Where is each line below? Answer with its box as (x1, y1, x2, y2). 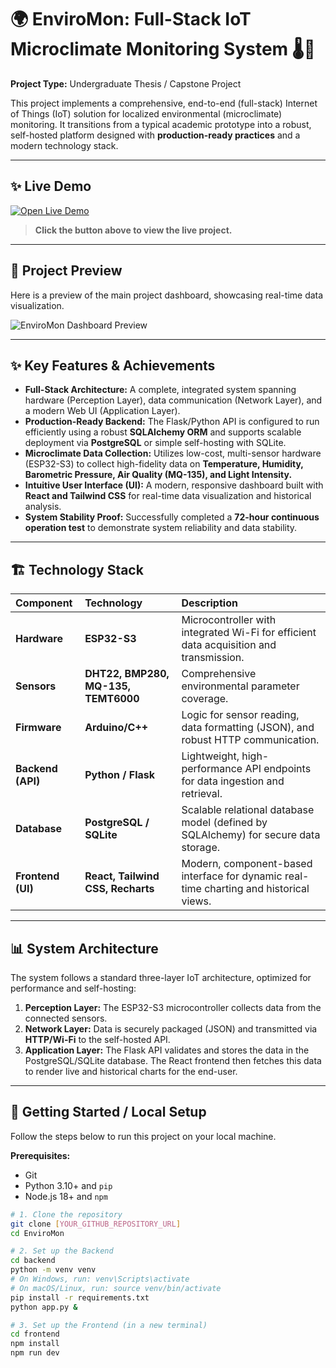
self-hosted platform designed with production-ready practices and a (10, 129, 301, 141)
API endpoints (244, 762, 312, 776)
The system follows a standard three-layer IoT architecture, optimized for (10, 972, 312, 983)
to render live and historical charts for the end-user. (24, 1066, 238, 1077)
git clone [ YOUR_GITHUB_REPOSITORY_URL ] (10, 1219, 182, 1229)
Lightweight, (181, 749, 240, 763)
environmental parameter (181, 679, 300, 693)
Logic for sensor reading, (181, 708, 300, 722)
